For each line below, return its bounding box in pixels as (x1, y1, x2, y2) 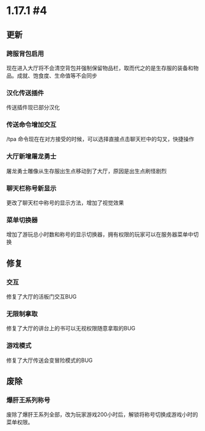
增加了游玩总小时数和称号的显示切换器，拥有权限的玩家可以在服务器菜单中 (6, 231, 193, 238)
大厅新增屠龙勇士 (6, 152, 57, 161)
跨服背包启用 (6, 49, 45, 58)
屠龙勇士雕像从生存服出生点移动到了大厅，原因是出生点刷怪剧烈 (6, 167, 167, 175)
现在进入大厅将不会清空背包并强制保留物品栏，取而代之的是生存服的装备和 (6, 64, 193, 71)
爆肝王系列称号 (6, 396, 51, 404)
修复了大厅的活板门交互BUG (6, 293, 77, 300)
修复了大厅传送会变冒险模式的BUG (6, 357, 93, 364)
